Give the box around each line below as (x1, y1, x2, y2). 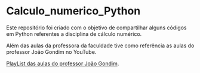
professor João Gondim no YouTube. (6, 48, 97, 55)
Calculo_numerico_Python (6, 4, 141, 18)
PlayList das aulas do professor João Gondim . (6, 60, 119, 67)
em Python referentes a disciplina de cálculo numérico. (6, 30, 142, 37)
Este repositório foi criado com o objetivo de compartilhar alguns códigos (6, 24, 187, 31)
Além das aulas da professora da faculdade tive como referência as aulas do (6, 42, 195, 49)
